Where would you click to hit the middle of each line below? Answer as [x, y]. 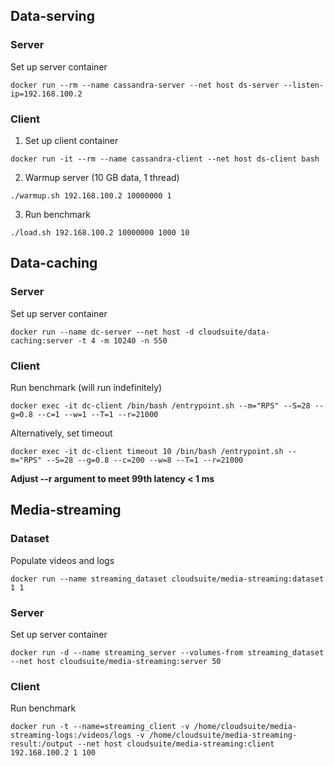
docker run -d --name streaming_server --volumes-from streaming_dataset [167, 652]
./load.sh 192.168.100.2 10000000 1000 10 [100, 232]
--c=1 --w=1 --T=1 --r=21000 [97, 414]
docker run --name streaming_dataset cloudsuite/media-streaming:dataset [167, 579]
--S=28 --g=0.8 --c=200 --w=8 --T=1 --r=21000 [145, 460]
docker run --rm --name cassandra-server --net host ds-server [145, 85]
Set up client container [71, 140]
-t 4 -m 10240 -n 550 [122, 340]
